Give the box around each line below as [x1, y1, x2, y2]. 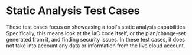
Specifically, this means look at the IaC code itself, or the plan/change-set [6, 29, 186, 36]
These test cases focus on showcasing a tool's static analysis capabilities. [6, 23, 187, 30]
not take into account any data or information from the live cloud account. [6, 42, 186, 49]
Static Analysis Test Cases [6, 4, 140, 18]
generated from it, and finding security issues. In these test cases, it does [6, 36, 186, 43]
